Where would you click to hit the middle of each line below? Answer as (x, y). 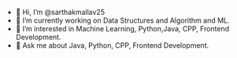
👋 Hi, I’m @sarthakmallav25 (60, 12)
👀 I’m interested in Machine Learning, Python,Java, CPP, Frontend (122, 29)
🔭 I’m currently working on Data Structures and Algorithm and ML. (122, 20)
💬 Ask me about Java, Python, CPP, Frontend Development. (112, 45)
